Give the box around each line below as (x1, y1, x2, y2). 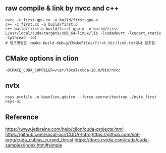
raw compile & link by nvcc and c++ (5, 4, 119, 13)
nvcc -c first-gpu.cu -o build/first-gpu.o (5, 17, 98, 22)
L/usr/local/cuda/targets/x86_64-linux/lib (5, 30, 98, 36)
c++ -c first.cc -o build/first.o (5, 22, 78, 27)
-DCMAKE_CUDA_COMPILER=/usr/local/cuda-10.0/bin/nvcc (5, 68, 121, 73)
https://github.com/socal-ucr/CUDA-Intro (5, 131, 91, 138)
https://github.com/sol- (91, 131, 140, 138)
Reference (5, 113, 39, 121)
